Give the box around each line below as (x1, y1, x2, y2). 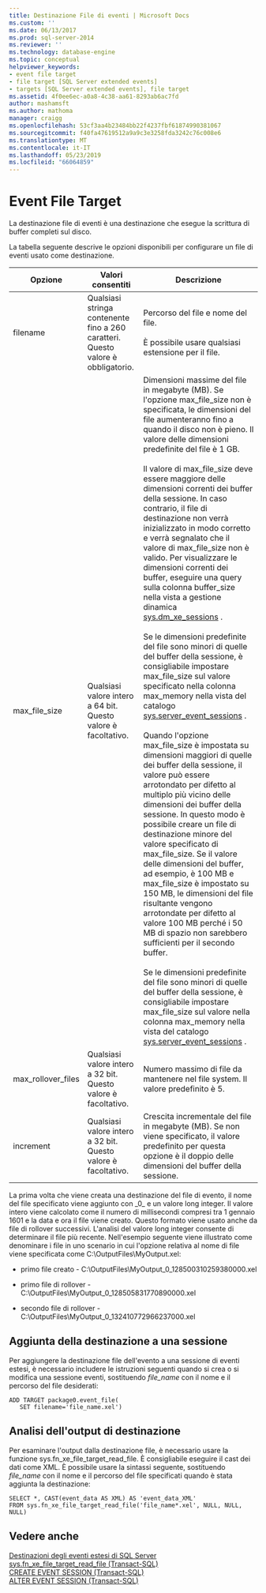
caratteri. (87, 333, 122, 344)
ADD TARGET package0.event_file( (9, 1396, 119, 1404)
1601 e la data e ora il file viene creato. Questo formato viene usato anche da (9, 1215, 258, 1225)
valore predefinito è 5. (142, 1084, 226, 1095)
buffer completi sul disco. (9, 227, 92, 237)
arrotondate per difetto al (142, 907, 236, 919)
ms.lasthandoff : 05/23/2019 (9, 151, 102, 159)
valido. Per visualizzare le (142, 552, 238, 563)
